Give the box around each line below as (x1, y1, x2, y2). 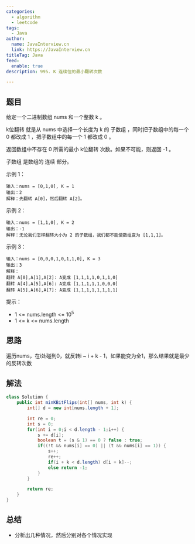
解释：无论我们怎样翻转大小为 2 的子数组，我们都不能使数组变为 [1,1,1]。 (6, 232, 166, 238)
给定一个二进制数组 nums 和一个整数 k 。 (6, 114, 105, 121)
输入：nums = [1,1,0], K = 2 (6, 220, 75, 226)
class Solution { (6, 394, 49, 400)
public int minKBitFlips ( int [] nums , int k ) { (16, 400, 132, 406)
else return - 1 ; (47, 464, 88, 471)
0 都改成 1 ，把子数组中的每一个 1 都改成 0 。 (6, 133, 114, 141)
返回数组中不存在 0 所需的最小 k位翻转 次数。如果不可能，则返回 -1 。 (6, 146, 175, 153)
